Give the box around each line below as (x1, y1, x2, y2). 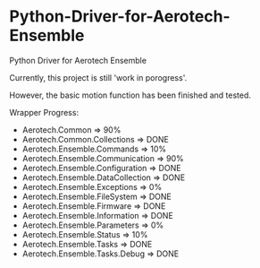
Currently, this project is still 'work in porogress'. (9, 72, 188, 82)
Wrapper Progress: (9, 107, 79, 117)
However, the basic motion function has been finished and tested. (9, 90, 252, 100)
